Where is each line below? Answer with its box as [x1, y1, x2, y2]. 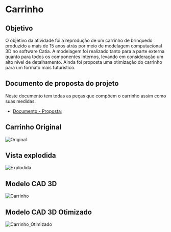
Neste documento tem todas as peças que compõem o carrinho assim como [5, 93, 166, 99]
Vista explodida [5, 151, 56, 160]
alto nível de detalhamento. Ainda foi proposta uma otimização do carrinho [5, 59, 162, 65]
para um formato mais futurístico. [5, 65, 76, 70]
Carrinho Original [5, 123, 62, 132]
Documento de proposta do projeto [5, 79, 119, 88]
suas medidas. [5, 98, 36, 104]
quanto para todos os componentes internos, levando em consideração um [5, 54, 163, 60]
